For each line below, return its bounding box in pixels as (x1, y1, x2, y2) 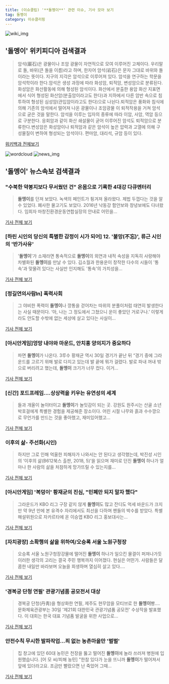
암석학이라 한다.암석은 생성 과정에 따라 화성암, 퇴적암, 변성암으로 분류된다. (17, 80, 163, 86)
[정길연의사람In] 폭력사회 (5, 290, 63, 297)
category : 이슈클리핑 (5, 17, 45, 22)
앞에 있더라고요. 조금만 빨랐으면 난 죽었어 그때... (17, 662, 112, 669)
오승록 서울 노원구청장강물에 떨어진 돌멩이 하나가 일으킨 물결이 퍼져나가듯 (17, 551, 162, 557)
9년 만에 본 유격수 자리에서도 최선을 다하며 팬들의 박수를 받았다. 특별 (28, 507, 163, 513)
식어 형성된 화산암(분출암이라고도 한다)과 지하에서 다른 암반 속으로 (27, 92, 157, 98)
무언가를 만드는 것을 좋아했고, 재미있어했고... (23, 414, 111, 420)
